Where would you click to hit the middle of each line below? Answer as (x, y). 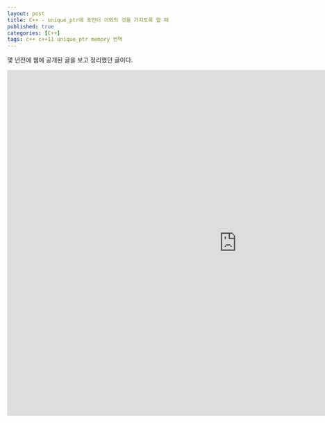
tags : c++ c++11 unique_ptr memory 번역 (65, 40)
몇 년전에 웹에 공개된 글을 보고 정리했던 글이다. (70, 60)
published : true (31, 26)
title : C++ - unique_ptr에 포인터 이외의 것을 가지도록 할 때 (88, 20)
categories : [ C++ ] (34, 33)
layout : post (26, 14)
